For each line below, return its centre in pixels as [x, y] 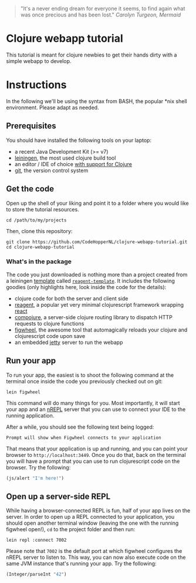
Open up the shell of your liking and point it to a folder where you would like [97, 203]
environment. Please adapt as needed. [53, 107]
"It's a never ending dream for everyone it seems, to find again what [103, 9]
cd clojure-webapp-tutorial [40, 247]
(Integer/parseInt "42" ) [36, 574]
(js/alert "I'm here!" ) [35, 478]
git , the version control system [51, 170]
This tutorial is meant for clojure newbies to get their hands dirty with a [92, 55]
